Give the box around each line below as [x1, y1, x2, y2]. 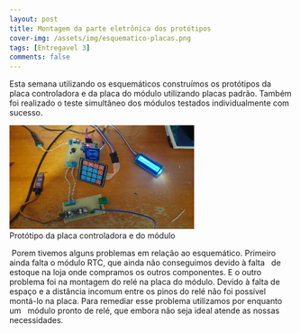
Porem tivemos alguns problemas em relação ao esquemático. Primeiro [11, 248, 277, 259]
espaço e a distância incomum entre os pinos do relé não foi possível [9, 286, 267, 297]
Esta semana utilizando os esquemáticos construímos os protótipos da [9, 79, 272, 89]
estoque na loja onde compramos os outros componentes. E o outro [9, 267, 262, 278]
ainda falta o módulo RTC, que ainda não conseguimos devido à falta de [9, 257, 281, 268]
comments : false [9, 52, 70, 62]
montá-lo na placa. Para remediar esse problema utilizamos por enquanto [9, 296, 283, 307]
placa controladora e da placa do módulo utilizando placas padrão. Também [9, 88, 292, 99]
